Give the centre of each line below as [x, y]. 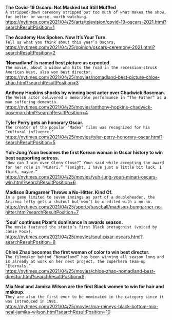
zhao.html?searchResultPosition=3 [42, 83]
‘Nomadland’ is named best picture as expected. [58, 63]
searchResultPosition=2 [31, 53]
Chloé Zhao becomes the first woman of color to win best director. [78, 252]
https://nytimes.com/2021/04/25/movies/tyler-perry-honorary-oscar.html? [84, 137]
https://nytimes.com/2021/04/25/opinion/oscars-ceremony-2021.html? [80, 47]
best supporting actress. [32, 158]
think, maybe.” [22, 172]
